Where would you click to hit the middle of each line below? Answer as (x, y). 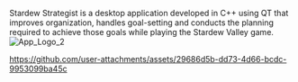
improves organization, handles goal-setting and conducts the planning (142, 23)
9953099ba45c (38, 68)
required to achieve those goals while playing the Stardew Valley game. (142, 32)
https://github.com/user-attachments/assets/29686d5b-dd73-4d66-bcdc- (148, 59)
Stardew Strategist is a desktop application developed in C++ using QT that (149, 13)
